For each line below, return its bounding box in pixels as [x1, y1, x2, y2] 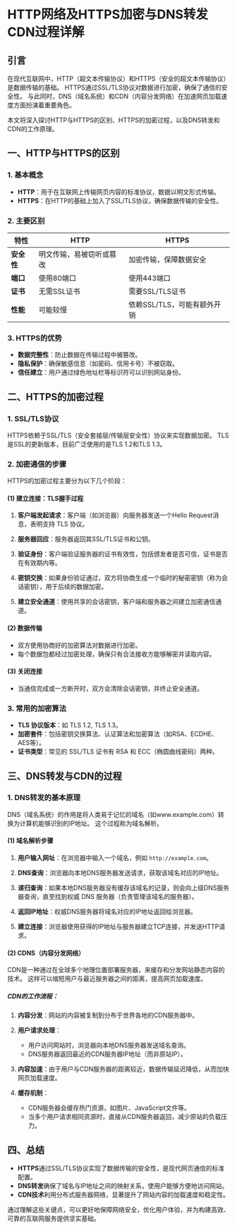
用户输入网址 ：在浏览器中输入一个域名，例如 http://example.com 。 [17, 854, 213, 862]
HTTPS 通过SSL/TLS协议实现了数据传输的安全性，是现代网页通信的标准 [17, 1164, 225, 1173]
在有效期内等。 [17, 559, 61, 567]
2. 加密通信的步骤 [7, 459, 67, 469]
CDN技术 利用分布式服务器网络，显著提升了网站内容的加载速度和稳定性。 [17, 1190, 229, 1199]
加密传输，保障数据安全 [128, 255, 207, 265]
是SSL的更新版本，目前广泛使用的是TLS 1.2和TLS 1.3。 [7, 440, 166, 448]
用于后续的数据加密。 [45, 583, 108, 591]
